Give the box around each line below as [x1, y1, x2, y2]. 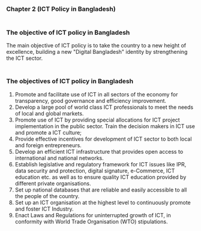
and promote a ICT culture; [14, 129, 82, 136]
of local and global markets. [14, 110, 84, 117]
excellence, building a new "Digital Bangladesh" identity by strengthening [6, 48, 188, 56]
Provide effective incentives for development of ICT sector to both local [14, 135, 192, 142]
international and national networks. [14, 154, 104, 162]
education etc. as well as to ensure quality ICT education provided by [14, 173, 187, 181]
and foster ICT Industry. [14, 205, 74, 212]
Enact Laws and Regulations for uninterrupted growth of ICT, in [14, 211, 171, 218]
